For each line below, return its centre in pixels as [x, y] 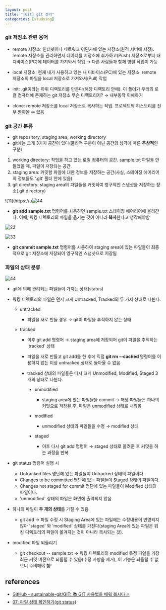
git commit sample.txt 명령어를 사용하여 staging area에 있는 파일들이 [81, 247]
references [23, 581]
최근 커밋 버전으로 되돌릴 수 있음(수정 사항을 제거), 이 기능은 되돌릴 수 [86, 559]
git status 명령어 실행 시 [36, 463]
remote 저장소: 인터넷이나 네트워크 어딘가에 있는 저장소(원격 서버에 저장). [83, 49]
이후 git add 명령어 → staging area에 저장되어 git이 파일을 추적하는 [92, 340]
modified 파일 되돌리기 [34, 543]
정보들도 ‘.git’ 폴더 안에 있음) [45, 178]
